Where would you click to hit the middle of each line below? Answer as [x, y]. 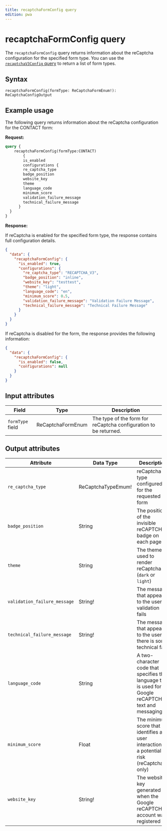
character [148, 661]
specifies [147, 674]
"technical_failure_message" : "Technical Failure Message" [85, 305]
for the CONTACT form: [29, 128]
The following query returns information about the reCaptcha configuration [82, 122]
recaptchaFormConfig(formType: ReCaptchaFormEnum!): [61, 91]
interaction [149, 744]
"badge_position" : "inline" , [53, 277]
